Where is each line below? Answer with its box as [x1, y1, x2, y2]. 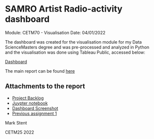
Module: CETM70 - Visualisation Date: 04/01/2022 [5, 30, 106, 35]
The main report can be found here [5, 68, 75, 74]
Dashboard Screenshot [12, 105, 59, 111]
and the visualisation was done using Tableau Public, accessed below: [5, 49, 145, 55]
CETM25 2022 [5, 129, 34, 135]
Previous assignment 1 [12, 110, 57, 116]
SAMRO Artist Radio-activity [5, 3, 123, 15]
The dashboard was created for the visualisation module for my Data [5, 39, 142, 45]
